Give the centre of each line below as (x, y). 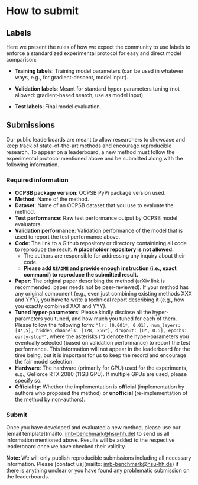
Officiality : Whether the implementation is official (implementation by (100, 387)
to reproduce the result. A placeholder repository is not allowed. (94, 249)
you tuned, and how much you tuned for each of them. (111, 319)
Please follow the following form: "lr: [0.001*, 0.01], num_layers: (98, 325)
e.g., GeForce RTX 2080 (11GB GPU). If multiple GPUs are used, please (101, 374)
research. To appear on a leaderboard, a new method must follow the (90, 152)
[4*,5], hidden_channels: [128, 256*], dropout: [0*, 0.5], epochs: (101, 331)
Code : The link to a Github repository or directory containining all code (101, 243)
